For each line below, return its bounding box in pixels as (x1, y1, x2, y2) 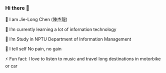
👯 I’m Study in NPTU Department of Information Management (5, 36, 131, 42)
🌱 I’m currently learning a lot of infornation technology (5, 26, 116, 32)
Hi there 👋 (5, 4, 30, 11)
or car (5, 63, 17, 69)
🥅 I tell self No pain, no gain (5, 46, 62, 52)
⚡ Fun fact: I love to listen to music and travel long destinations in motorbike (5, 56, 161, 62)
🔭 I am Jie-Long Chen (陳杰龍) (5, 16, 68, 22)
